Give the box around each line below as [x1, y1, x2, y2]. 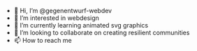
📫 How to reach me [13, 37, 72, 44]
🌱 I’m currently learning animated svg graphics [13, 21, 149, 29]
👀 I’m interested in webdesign [13, 14, 100, 22]
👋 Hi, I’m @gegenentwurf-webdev [13, 7, 112, 14]
